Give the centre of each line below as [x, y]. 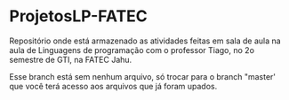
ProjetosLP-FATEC [79, 16]
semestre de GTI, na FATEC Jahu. [71, 59]
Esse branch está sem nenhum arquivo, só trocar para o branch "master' [143, 76]
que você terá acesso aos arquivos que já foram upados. [113, 86]
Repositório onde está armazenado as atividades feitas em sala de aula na [145, 41]
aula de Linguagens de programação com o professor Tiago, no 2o [132, 50]
